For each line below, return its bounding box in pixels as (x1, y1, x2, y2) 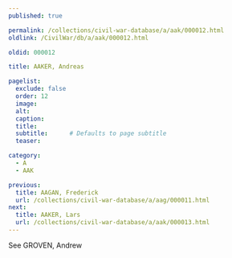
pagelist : (8, 77, 42, 85)
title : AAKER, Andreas (8, 63, 84, 71)
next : (8, 203, 26, 211)
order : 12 (15, 92, 48, 100)
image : (15, 100, 38, 108)
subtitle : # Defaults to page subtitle (15, 129, 167, 137)
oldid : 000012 (8, 48, 56, 56)
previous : (8, 181, 42, 189)
